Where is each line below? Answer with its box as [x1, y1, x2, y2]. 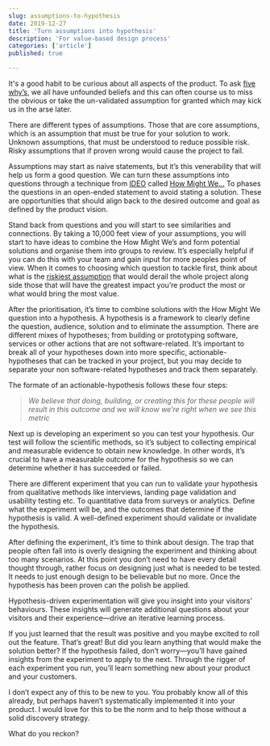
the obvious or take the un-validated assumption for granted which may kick [8, 96, 262, 105]
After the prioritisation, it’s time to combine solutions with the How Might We [8, 305, 261, 314]
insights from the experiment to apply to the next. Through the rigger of [8, 655, 246, 664]
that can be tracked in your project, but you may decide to [48, 356, 242, 365]
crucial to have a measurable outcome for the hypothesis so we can [8, 454, 234, 464]
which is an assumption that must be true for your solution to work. [8, 129, 231, 138]
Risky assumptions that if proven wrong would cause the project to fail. [8, 146, 244, 155]
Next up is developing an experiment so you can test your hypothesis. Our [8, 429, 255, 438]
